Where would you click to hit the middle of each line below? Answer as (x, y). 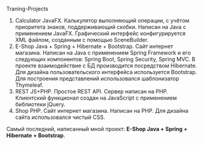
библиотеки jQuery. (40, 104)
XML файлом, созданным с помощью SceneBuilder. (82, 40)
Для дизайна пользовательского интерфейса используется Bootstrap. (106, 72)
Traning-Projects (27, 9)
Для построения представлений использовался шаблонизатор (97, 79)
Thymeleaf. (29, 85)
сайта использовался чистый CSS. (60, 117)
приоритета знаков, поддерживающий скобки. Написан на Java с (101, 27)
